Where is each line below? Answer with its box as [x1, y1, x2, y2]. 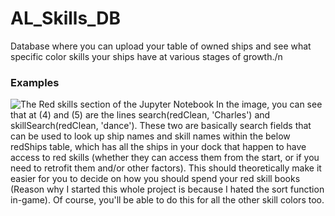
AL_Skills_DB [10, 7, 122, 30]
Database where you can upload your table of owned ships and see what [10, 40, 312, 52]
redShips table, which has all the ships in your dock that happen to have [10, 141, 307, 153]
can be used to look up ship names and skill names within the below [10, 130, 291, 142]
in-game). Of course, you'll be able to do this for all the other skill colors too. [10, 194, 325, 206]
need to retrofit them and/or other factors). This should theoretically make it [10, 162, 322, 174]
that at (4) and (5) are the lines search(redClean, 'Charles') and [10, 109, 271, 121]
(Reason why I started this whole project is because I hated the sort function [10, 183, 325, 196]
